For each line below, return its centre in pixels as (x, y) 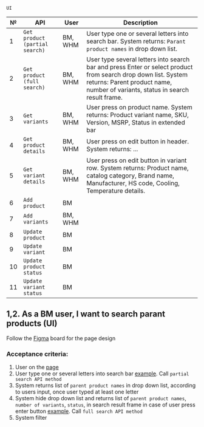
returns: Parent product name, (129, 82)
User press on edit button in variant (136, 160)
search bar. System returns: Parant (136, 41)
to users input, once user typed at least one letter (77, 392)
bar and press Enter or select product (139, 67)
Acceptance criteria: (37, 354)
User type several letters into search (138, 59)
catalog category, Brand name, (130, 176)
